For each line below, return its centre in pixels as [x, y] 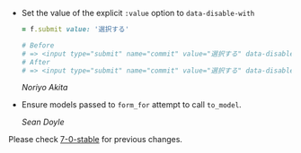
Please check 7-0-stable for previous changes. [96, 140]
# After [35, 62]
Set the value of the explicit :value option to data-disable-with [138, 13]
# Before [38, 45]
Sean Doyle [43, 122]
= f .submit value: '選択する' [75, 30]
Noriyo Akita [44, 88]
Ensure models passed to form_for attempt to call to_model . [131, 105]
